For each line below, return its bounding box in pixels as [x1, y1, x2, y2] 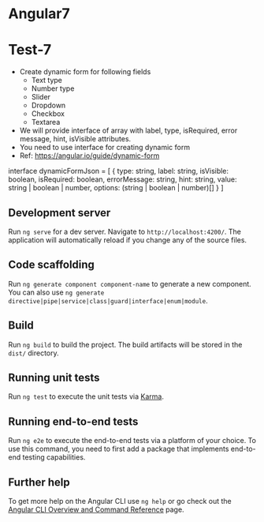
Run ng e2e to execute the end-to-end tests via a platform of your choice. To [8, 436, 257, 445]
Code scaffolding [8, 258, 95, 272]
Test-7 [8, 41, 52, 59]
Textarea [31, 118, 61, 127]
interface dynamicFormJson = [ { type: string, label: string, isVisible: [8, 167, 229, 176]
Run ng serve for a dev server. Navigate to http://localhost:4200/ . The [8, 227, 242, 236]
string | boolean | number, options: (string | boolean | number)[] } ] [8, 183, 224, 193]
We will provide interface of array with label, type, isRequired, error [19, 126, 238, 135]
